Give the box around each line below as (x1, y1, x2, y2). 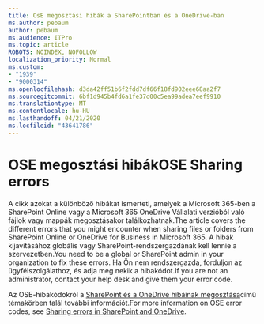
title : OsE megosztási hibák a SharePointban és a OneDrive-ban (8, 11, 224, 20)
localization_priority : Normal (8, 56, 111, 64)
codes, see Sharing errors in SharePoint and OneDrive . (8, 306, 187, 316)
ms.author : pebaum (8, 19, 69, 27)
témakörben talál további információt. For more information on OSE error (8, 298, 243, 307)
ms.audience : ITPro (8, 33, 73, 42)
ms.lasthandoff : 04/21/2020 (8, 115, 101, 122)
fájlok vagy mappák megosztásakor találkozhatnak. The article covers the (8, 215, 247, 225)
